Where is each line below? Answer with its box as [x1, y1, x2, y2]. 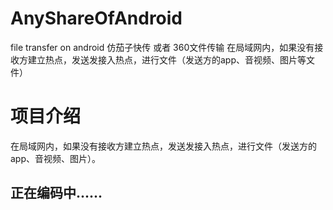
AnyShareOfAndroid [10, 7, 183, 30]
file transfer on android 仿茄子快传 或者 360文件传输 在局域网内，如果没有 [10, 41, 315, 53]
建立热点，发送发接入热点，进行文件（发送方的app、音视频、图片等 [27, 53, 307, 66]
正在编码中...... [10, 185, 103, 202]
